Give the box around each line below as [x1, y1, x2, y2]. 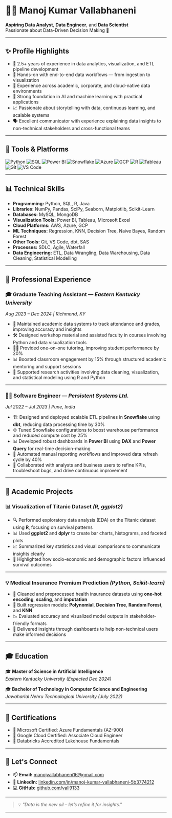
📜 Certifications [5, 713, 57, 722]
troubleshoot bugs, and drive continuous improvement [12, 468, 128, 474]
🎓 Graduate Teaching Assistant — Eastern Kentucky [5, 291, 140, 298]
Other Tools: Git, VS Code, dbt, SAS [12, 239, 90, 245]
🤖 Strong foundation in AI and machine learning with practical [12, 93, 142, 99]
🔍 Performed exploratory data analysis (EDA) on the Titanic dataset [12, 517, 156, 523]
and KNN [12, 607, 32, 614]
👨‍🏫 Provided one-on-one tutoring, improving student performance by [12, 345, 159, 351]
